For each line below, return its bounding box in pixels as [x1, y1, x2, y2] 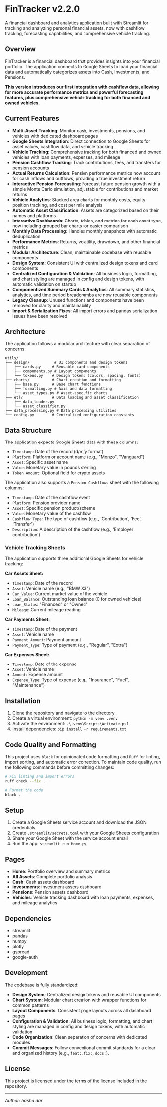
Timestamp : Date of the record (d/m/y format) [12, 449, 104, 455]
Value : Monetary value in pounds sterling [12, 465, 96, 471]
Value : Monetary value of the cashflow [12, 510, 91, 517]
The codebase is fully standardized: [5, 982, 79, 988]
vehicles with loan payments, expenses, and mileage [12, 154, 121, 160]
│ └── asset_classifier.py [5, 404, 66, 409]
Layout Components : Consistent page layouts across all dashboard [12, 1007, 152, 1013]
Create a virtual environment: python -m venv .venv [12, 715, 118, 721]
